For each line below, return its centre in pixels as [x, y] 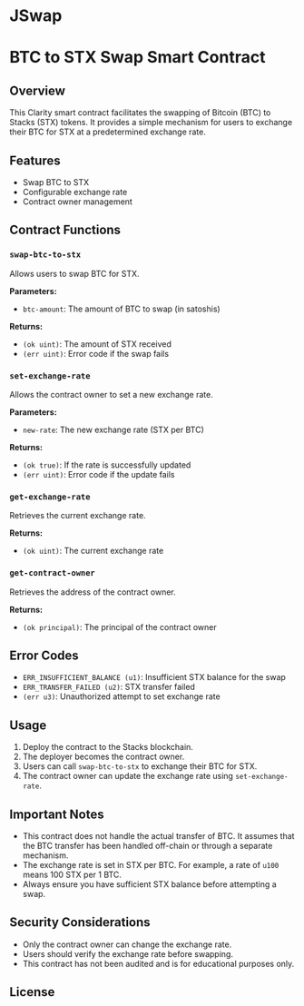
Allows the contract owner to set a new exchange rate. [111, 394]
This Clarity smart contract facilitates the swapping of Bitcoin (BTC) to [140, 113]
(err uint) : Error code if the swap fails [96, 353]
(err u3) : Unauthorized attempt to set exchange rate [121, 696]
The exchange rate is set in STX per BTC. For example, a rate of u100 [151, 865]
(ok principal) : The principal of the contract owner [120, 626]
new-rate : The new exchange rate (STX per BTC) [113, 429]
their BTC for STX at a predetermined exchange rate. [108, 132]
